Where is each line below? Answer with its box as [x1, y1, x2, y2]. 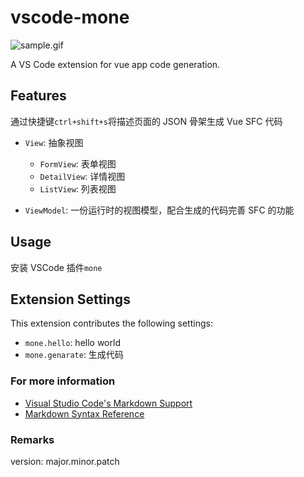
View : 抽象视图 [24, 136, 84, 148]
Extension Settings [10, 291, 131, 308]
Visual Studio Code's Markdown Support [24, 397, 193, 409]
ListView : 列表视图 [39, 182, 117, 195]
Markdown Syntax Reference [24, 407, 145, 420]
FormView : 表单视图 [39, 157, 117, 170]
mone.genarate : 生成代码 [24, 349, 124, 361]
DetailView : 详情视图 [39, 170, 126, 182]
